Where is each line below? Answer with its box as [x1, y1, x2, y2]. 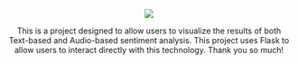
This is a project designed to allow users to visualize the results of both [16, 25, 282, 36]
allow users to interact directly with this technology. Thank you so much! [14, 45, 284, 55]
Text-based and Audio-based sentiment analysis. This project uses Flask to [8, 35, 290, 45]
